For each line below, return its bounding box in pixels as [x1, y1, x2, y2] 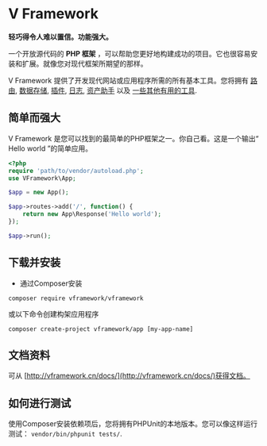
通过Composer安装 [19, 279, 83, 288]
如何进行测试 [8, 396, 72, 409]
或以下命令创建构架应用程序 [8, 309, 99, 318]
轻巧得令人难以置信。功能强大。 [8, 32, 113, 41]
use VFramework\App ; [8, 174, 77, 183]
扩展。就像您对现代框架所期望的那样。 [21, 59, 148, 68]
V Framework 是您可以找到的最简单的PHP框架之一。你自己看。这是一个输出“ [8, 133, 259, 143]
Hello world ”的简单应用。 [8, 144, 93, 153]
